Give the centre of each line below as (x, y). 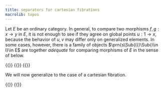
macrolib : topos (22, 14)
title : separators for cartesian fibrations (52, 10)
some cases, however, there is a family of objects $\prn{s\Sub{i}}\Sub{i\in (82, 44)
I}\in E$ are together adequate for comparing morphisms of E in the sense (82, 50)
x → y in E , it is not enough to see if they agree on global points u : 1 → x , (81, 34)
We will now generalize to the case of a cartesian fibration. (66, 74)
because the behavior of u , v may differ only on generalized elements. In (80, 39)
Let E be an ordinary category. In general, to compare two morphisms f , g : (82, 28)
